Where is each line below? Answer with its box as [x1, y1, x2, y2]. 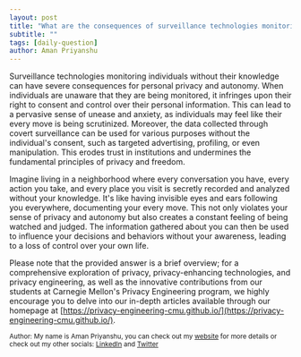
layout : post [9, 13, 58, 22]
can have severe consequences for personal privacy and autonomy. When [9, 81, 284, 91]
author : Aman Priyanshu [9, 47, 99, 55]
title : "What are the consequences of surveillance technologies [9, 21, 258, 30]
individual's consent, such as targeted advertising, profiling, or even [9, 138, 261, 149]
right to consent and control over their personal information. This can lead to [9, 99, 291, 110]
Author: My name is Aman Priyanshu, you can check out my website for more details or [9, 332, 278, 341]
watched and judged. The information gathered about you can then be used [9, 221, 289, 233]
